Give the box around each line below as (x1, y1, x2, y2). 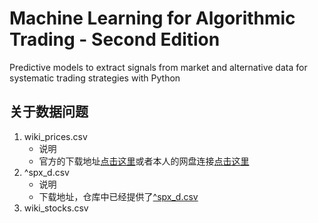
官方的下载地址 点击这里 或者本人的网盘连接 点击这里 (38, 155, 250, 167)
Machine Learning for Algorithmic (9, 7, 296, 30)
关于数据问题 (9, 103, 89, 121)
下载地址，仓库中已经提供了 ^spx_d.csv (38, 190, 199, 202)
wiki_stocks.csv (23, 202, 89, 214)
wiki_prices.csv (23, 130, 88, 142)
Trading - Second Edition (9, 28, 221, 51)
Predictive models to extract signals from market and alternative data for (9, 61, 308, 73)
